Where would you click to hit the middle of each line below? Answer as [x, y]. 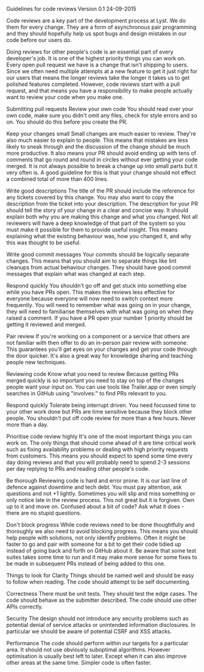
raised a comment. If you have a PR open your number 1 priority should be [100, 318]
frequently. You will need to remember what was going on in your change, [99, 305]
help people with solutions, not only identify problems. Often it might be [96, 538]
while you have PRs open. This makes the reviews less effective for [91, 292]
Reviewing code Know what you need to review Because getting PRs [92, 374]
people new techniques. [37, 362]
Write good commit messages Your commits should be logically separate [98, 254]
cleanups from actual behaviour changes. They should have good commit [99, 267]
